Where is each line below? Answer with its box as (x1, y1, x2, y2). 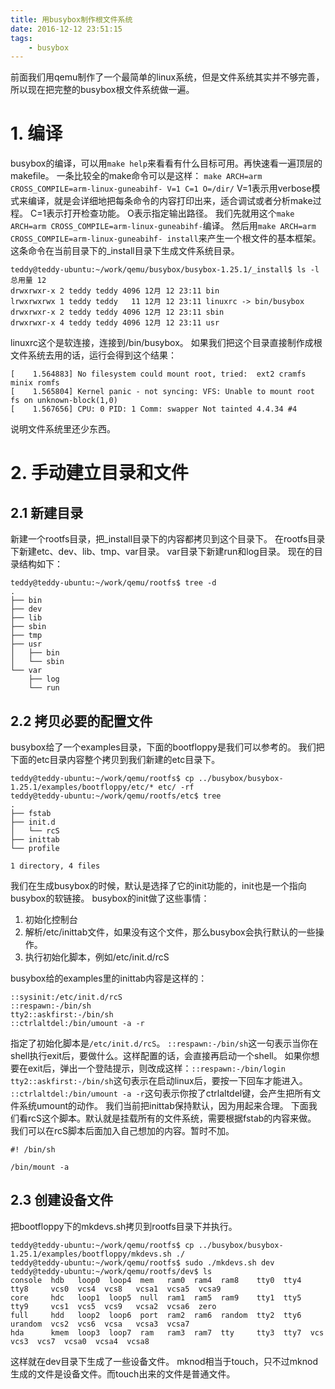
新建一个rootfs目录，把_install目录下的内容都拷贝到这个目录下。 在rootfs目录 (10, 533, 326, 545)
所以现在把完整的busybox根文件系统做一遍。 (10, 84, 195, 96)
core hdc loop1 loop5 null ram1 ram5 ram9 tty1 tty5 (10, 1292, 302, 1303)
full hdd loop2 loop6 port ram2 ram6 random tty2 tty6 (10, 1310, 302, 1320)
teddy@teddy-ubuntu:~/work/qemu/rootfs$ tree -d (10, 578, 217, 588)
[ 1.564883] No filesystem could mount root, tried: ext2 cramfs (10, 369, 307, 380)
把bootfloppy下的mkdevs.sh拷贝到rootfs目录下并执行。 (10, 1220, 238, 1232)
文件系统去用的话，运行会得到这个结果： (10, 349, 177, 361)
